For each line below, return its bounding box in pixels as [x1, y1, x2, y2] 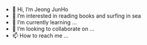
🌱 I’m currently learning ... [12, 19, 77, 26]
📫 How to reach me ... [12, 32, 69, 39]
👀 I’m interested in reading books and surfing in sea [12, 12, 142, 19]
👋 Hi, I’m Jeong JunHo [12, 6, 69, 13]
